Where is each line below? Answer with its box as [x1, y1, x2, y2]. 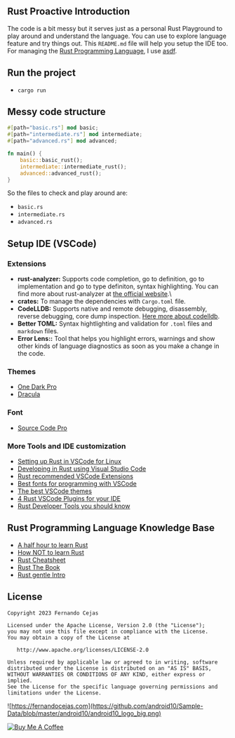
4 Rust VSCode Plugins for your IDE [17, 495, 121, 503]
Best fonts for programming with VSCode [17, 480, 137, 488]
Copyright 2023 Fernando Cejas [7, 610, 99, 617]
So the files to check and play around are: [7, 189, 128, 197]
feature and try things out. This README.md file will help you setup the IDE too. [7, 39, 229, 48]
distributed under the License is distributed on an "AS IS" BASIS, [7, 664, 212, 672]
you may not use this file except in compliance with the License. [7, 628, 209, 635]
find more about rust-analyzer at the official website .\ [17, 290, 172, 298]
